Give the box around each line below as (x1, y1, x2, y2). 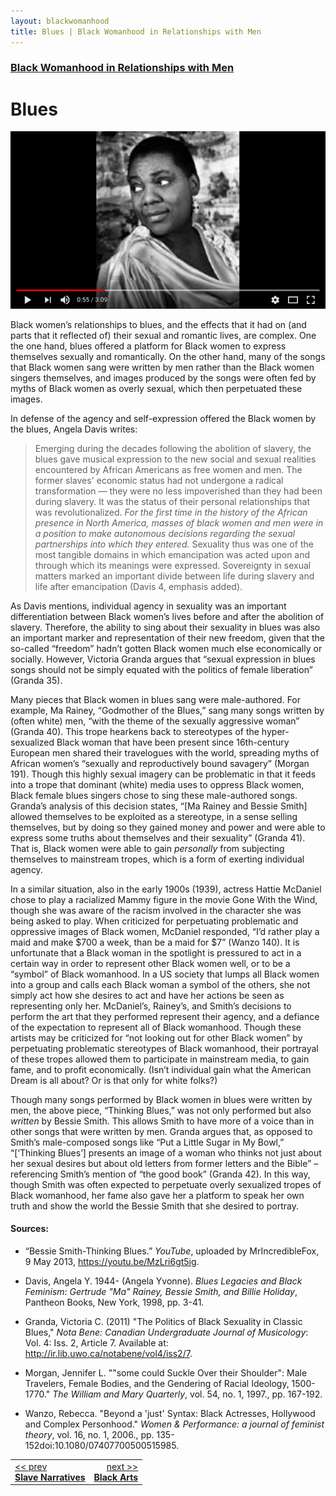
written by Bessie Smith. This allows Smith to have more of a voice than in (10, 1115, 315, 1127)
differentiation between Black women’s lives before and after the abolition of (10, 610, 325, 622)
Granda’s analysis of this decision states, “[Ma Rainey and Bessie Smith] (10, 800, 308, 812)
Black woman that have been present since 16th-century (56, 736, 290, 748)
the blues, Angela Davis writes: (10, 423, 138, 435)
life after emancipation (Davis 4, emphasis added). (34, 580, 243, 592)
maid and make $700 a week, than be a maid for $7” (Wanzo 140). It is (10, 936, 300, 948)
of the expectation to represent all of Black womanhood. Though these (10, 1021, 302, 1033)
